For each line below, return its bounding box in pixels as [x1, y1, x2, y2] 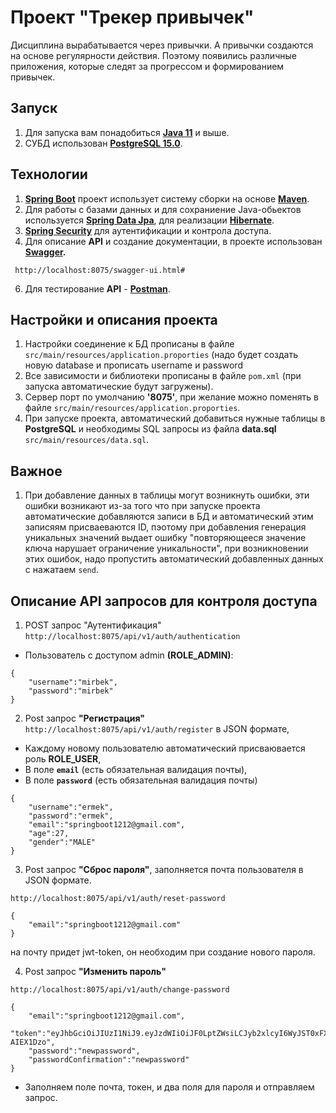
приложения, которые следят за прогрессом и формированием [10, 60, 285, 72]
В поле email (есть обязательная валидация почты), [24, 764, 248, 775]
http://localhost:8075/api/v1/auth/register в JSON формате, [24, 723, 290, 735]
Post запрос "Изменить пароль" [24, 966, 167, 977]
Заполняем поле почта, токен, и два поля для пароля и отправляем [24, 1081, 315, 1093]
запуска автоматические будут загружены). [24, 381, 214, 393]
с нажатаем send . [24, 564, 99, 576]
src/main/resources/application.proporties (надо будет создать [24, 349, 299, 361]
